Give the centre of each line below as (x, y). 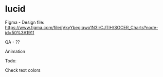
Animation (15, 51)
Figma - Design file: (25, 22)
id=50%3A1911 (20, 32)
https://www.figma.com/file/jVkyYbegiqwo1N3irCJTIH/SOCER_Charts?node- (81, 27)
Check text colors (23, 70)
